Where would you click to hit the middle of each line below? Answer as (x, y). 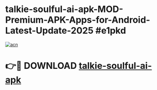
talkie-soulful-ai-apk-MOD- (64, 9)
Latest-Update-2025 (50, 31)
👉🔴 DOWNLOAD (41, 66)
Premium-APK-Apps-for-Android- (78, 20)
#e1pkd (111, 31)
